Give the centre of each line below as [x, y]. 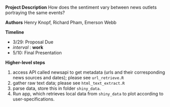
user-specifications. [33, 99]
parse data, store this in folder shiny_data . [57, 88]
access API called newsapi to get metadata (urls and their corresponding [89, 72]
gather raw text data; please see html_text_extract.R [69, 83]
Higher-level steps [25, 62]
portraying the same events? [35, 13]
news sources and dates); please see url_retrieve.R [68, 77]
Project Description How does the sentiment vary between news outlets [81, 7]
